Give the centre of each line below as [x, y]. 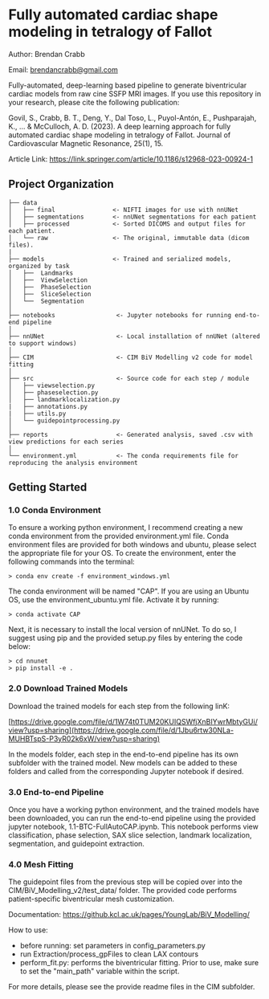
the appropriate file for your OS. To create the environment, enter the [122, 553]
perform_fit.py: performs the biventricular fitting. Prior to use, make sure [139, 963]
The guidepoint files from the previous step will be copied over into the [125, 882]
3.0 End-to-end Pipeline [56, 792]
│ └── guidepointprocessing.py [64, 420]
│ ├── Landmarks [41, 273]
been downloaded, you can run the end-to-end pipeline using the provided [132, 818]
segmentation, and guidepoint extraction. [76, 844]
